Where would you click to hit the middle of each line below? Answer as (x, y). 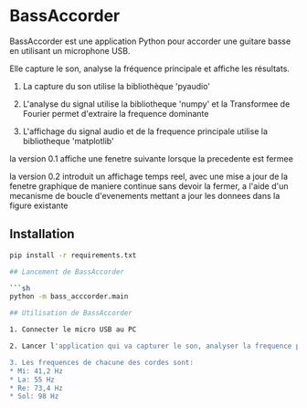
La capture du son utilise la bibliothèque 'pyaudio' (116, 86)
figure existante (39, 205)
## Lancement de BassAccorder (67, 272)
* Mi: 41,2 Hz (37, 371)
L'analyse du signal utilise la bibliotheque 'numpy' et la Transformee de (156, 104)
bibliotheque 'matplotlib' (68, 141)
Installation (42, 234)
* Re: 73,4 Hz (37, 388)
